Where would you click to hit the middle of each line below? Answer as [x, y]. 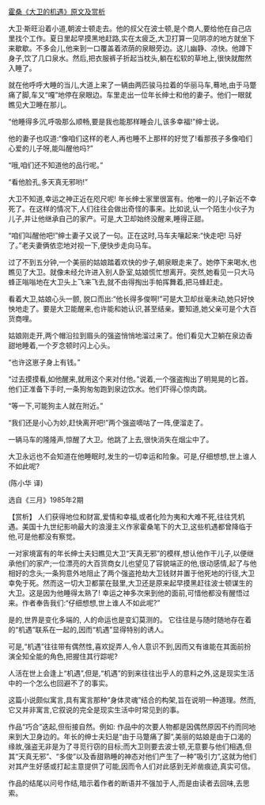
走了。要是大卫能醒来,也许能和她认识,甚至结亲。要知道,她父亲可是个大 [136, 309]
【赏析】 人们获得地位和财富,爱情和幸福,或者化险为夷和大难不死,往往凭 [123, 517]
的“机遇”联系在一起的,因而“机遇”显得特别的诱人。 [88, 630]
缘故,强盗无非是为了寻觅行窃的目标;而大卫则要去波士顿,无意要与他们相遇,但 [130, 746]
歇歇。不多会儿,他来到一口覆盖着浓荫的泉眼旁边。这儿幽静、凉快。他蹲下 [134, 48]
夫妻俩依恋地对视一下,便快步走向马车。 [92, 245]
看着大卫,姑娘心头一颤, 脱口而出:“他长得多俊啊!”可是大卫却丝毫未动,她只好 [128, 299]
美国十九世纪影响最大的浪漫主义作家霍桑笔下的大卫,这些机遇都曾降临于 [137, 526]
